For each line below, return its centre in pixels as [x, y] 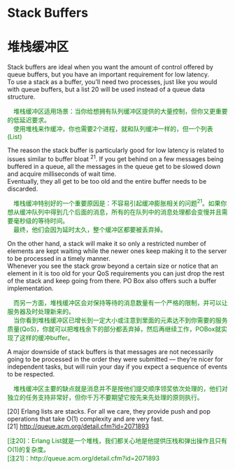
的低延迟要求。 [29, 120]
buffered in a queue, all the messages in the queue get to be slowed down [114, 166]
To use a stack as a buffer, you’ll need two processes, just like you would [112, 82]
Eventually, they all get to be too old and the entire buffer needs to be [107, 181]
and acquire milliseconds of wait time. [62, 174]
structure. [21, 97]
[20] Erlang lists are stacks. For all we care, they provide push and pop [109, 412]
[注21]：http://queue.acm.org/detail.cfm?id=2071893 [83, 458]
